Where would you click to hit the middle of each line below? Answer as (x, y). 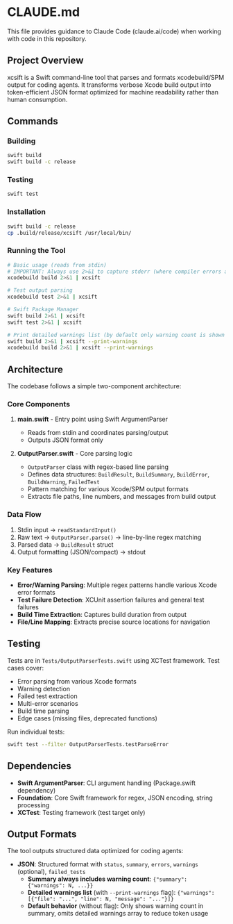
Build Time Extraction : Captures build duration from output (102, 615)
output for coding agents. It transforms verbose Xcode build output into (109, 85)
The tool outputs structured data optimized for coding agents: (95, 851)
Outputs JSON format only (66, 440)
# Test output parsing (40, 290)
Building (21, 141)
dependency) (36, 790)
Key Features (30, 570)
